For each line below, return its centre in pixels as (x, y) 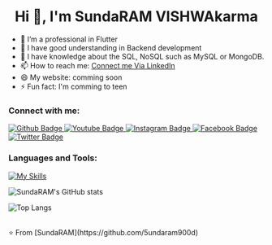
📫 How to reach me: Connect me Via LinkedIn (98, 65)
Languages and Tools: (53, 158)
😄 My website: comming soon (71, 77)
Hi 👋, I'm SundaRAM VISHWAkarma (136, 17)
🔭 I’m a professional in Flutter (69, 39)
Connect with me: (44, 111)
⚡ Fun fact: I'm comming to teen (73, 86)
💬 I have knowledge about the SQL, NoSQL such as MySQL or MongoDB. (142, 56)
